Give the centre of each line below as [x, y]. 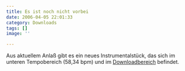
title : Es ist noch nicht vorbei [47, 12]
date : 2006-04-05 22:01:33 [39, 17]
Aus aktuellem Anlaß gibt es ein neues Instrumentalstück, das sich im [91, 56]
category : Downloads [32, 22]
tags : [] [17, 28]
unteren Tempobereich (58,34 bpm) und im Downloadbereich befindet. [93, 62]
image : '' [18, 34]
